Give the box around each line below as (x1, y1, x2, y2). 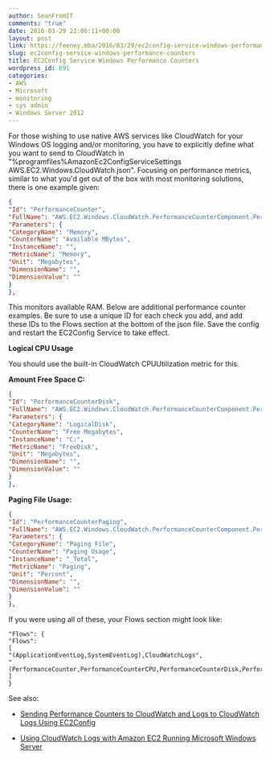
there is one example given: (8, 183, 100, 192)
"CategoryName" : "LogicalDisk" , (8, 420, 117, 428)
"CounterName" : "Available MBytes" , (8, 235, 131, 244)
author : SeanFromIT (8, 11, 74, 20)
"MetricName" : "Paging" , (8, 563, 92, 571)
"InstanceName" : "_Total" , (8, 555, 99, 563)
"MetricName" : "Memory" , (8, 250, 92, 258)
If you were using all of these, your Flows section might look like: (8, 615, 223, 625)
